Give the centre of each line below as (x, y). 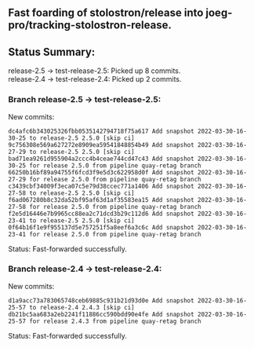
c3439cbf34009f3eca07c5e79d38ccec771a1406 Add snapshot (101, 186)
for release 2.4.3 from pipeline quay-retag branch (115, 321)
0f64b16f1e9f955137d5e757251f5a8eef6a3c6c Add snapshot (101, 227)
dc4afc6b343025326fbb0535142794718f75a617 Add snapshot (101, 131)
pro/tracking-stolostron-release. (90, 26)
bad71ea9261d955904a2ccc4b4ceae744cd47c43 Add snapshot (101, 159)
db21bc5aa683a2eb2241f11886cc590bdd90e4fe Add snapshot (101, 314)
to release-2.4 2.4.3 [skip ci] (82, 307)
